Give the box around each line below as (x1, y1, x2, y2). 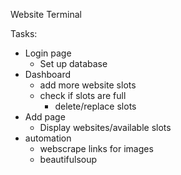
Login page (24, 47, 72, 59)
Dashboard (24, 69, 72, 80)
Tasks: (10, 28, 38, 39)
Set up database (39, 58, 108, 69)
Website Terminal (10, 9, 82, 20)
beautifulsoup (39, 154, 98, 165)
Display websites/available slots (39, 122, 172, 133)
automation (24, 132, 72, 144)
